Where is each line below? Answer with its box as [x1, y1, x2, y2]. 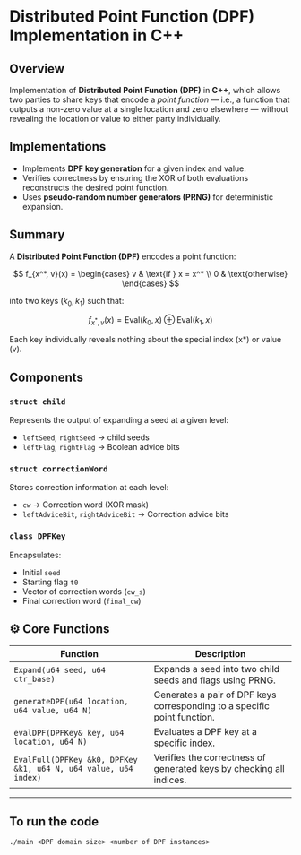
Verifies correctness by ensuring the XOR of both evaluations [21, 172, 249, 183]
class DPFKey [9, 531, 66, 541]
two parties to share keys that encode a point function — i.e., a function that [9, 94, 290, 105]
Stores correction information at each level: [9, 482, 169, 493]
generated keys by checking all [153, 763, 285, 775]
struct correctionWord [9, 463, 108, 474]
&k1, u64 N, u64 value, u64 [13, 764, 133, 774]
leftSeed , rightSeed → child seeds [21, 432, 150, 443]
